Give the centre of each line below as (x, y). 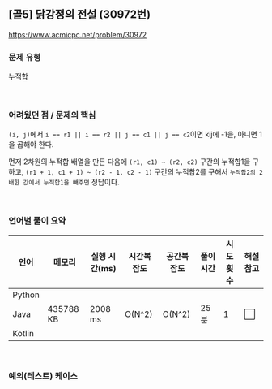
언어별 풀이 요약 (37, 221)
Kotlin (23, 333)
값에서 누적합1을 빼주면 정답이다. (71, 182)
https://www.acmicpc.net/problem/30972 (78, 34)
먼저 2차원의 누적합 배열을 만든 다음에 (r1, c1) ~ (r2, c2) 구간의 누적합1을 (130, 162)
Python (26, 295)
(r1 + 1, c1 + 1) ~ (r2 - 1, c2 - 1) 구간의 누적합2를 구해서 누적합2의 (141, 172)
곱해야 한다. (35, 145)
